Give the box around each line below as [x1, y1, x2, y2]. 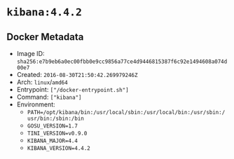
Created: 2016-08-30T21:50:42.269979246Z [16, 71, 138, 78]
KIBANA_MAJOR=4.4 [27, 137, 78, 144]
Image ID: [16, 50, 45, 57]
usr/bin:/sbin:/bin [27, 115, 85, 122]
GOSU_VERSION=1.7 [27, 123, 78, 130]
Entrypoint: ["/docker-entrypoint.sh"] [16, 85, 129, 93]
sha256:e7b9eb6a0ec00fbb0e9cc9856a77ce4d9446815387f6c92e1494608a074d [16, 58, 228, 65]
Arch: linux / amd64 [16, 78, 68, 86]
